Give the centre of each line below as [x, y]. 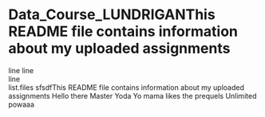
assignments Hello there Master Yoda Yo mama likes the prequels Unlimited [132, 96]
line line [21, 70]
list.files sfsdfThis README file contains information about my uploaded [127, 87]
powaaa [21, 104]
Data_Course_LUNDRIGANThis [112, 15]
